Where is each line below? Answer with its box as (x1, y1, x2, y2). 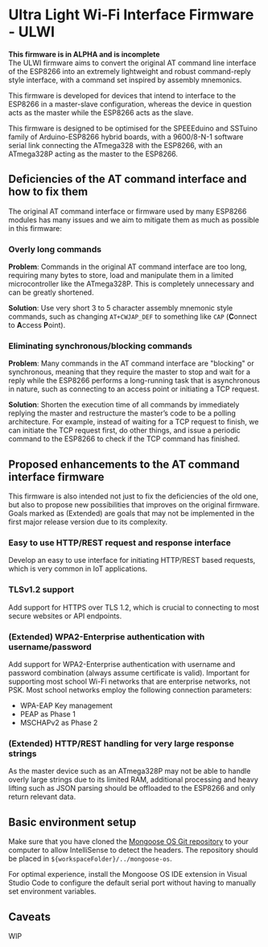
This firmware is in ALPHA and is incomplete (8, 49, 160, 59)
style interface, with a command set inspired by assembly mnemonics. (8, 75, 242, 85)
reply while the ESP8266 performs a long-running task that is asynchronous (8, 376, 260, 386)
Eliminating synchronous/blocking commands (8, 340, 193, 351)
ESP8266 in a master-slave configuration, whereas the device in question (8, 99, 252, 109)
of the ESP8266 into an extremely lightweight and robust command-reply (8, 66, 251, 76)
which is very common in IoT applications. (8, 564, 148, 573)
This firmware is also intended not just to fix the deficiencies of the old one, (8, 491, 259, 501)
